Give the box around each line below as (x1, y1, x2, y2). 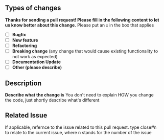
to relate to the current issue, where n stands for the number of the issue (5, 129, 152, 135)
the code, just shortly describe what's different (5, 97, 99, 103)
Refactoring (12, 43, 37, 48)
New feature (12, 37, 38, 43)
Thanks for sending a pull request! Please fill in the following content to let (5, 17, 160, 23)
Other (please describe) (12, 65, 62, 70)
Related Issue (5, 111, 47, 119)
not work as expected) (12, 54, 58, 60)
